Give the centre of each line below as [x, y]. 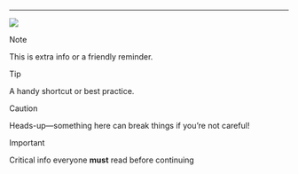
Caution [24, 108]
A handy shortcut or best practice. [72, 91]
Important [27, 142]
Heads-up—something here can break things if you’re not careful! [129, 126]
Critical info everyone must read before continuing [102, 160]
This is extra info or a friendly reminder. [81, 57]
